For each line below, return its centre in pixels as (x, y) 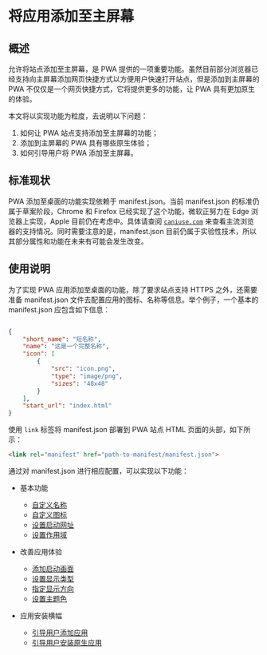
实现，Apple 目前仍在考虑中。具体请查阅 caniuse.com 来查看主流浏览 (141, 221)
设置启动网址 (53, 525)
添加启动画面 (53, 569)
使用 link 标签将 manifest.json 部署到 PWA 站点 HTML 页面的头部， (119, 430)
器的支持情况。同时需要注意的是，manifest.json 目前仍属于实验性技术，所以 (133, 231)
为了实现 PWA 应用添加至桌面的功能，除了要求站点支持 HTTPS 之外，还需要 (133, 289)
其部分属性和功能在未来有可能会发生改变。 (78, 241)
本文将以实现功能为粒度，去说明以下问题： (78, 116)
